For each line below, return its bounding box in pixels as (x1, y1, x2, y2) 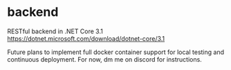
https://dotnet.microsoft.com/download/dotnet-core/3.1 (7, 34, 165, 42)
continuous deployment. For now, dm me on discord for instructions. (7, 55, 202, 63)
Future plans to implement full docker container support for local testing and (7, 48, 225, 56)
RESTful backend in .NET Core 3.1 (7, 27, 104, 35)
